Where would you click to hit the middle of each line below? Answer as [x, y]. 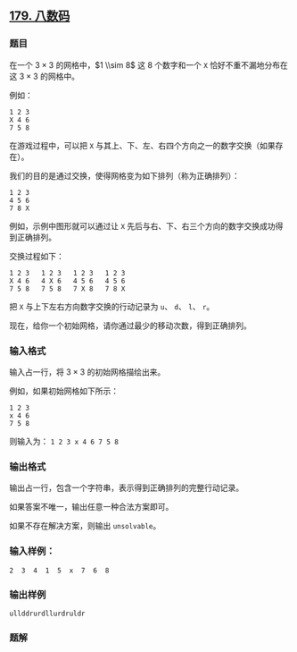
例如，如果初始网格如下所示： [64, 391]
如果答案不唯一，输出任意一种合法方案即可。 [91, 507]
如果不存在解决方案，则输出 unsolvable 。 [85, 526]
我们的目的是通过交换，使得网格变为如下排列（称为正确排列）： [124, 175]
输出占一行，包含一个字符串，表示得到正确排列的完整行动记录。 [126, 488]
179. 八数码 [40, 16]
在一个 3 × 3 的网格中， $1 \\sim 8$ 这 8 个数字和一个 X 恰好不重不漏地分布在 [148, 64]
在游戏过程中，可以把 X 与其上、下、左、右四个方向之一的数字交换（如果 [143, 145]
